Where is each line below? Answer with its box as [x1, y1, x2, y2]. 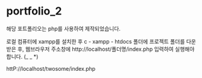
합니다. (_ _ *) [6, 53, 39, 60]
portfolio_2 [6, 4, 62, 18]
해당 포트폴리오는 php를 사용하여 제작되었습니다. [6, 25, 121, 32]
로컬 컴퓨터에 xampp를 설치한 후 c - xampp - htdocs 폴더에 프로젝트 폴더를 [6, 37, 185, 45]
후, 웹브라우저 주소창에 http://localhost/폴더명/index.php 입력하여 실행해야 [17, 45, 195, 53]
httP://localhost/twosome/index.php [6, 65, 96, 72]
